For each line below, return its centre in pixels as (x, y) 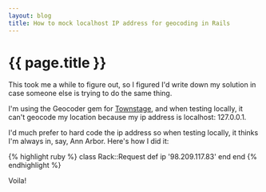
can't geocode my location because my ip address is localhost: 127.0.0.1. (127, 118)
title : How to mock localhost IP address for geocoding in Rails (119, 23)
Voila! (18, 181)
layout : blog (30, 16)
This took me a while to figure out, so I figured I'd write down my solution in (132, 85)
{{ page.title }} (58, 63)
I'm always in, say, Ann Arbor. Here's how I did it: (89, 142)
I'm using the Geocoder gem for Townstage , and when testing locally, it (126, 109)
